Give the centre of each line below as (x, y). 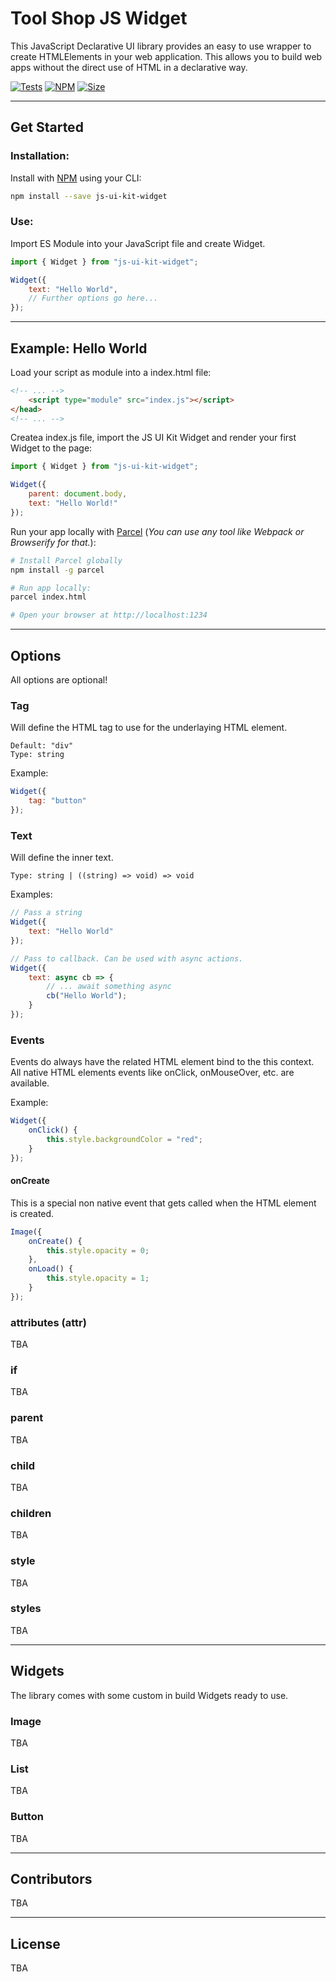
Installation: (40, 156)
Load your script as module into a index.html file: (111, 372)
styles (26, 1609)
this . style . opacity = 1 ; (98, 1278)
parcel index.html (48, 597)
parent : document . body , (78, 494)
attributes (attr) (48, 1322)
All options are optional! (59, 680)
